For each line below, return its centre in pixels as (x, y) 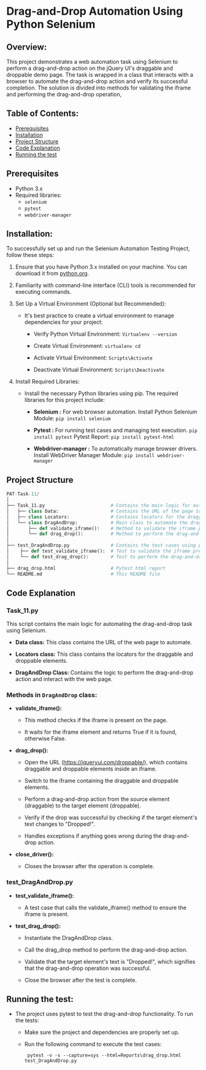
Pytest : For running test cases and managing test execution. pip (116, 430)
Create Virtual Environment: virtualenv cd (87, 346)
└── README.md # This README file (83, 574)
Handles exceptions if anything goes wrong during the (93, 836)
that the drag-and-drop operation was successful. (88, 968)
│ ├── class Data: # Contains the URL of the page (100, 511)
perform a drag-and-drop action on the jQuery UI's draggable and (90, 68)
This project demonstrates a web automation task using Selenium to (92, 62)
